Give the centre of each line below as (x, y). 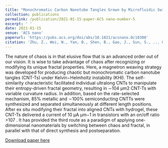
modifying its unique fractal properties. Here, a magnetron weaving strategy (83, 67)
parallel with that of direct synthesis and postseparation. (63, 131)
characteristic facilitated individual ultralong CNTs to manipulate (91, 83)
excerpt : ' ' (19, 24)
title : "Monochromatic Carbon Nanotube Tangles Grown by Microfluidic (80, 10)
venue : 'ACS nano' (24, 33)
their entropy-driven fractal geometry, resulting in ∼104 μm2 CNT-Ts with (81, 88)
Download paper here (27, 140)
